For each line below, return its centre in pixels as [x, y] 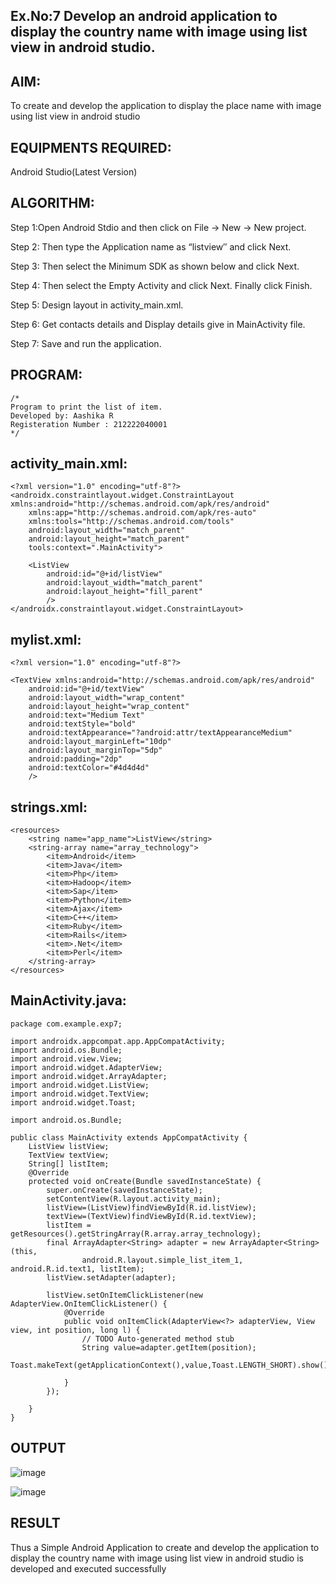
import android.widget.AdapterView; [86, 1067]
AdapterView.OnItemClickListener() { [89, 1304]
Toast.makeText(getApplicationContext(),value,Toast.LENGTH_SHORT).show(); [171, 1365]
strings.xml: [49, 807]
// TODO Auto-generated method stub [158, 1339]
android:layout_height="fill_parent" [124, 592]
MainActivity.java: [68, 1000]
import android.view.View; [66, 1059]
